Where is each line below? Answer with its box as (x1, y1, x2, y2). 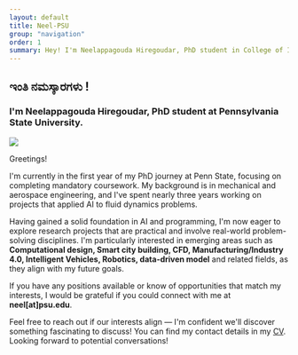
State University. (9, 116, 83, 129)
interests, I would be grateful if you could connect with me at (9, 289, 231, 300)
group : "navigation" (9, 29, 86, 38)
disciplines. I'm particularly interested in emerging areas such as (37, 234, 273, 245)
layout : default (9, 12, 69, 22)
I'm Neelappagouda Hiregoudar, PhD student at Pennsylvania (9, 106, 279, 118)
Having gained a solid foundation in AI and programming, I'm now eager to (9, 216, 281, 226)
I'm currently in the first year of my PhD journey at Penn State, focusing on (9, 170, 282, 181)
